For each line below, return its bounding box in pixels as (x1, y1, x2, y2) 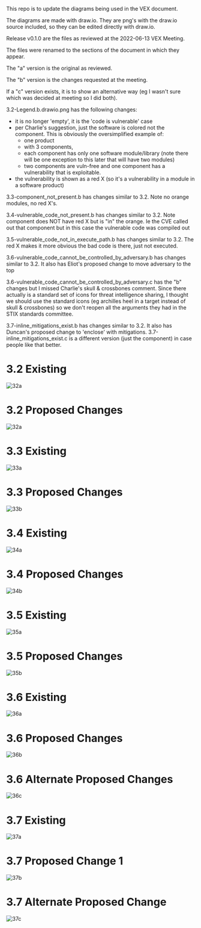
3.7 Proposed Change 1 (6, 855, 124, 868)
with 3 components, (23, 143, 74, 150)
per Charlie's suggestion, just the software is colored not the (14, 124, 165, 131)
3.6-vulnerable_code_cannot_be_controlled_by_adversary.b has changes (6, 254, 186, 261)
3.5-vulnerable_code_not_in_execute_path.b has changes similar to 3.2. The (6, 236, 194, 243)
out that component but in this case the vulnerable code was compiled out (6, 224, 190, 231)
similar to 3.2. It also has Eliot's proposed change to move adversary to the (6, 260, 191, 267)
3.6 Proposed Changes (6, 731, 123, 745)
